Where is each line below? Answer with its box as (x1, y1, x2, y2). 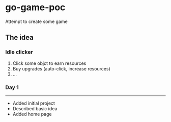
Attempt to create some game (5, 18, 68, 25)
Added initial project (12, 100, 55, 106)
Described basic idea (12, 105, 58, 111)
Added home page (12, 111, 52, 117)
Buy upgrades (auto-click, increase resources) (12, 65, 110, 71)
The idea (5, 33, 34, 42)
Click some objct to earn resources (12, 60, 87, 66)
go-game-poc (5, 2, 66, 13)
